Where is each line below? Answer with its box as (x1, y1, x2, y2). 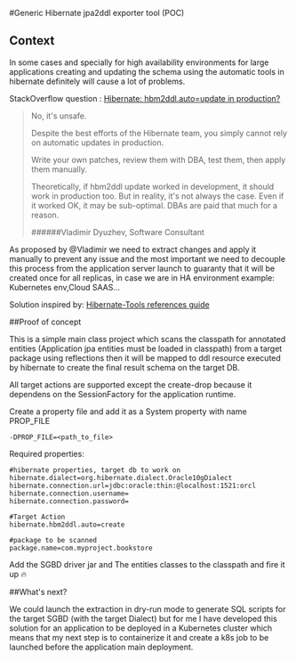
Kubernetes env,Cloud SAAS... (9, 282, 121, 292)
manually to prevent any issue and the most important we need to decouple (9, 253, 286, 264)
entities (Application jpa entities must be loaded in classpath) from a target (9, 343, 283, 354)
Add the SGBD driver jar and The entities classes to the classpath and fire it (9, 559, 286, 569)
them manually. (30, 164, 87, 175)
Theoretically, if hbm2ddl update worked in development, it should (30, 181, 275, 192)
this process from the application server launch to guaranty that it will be (9, 263, 276, 273)
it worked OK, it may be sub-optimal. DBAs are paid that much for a (30, 200, 278, 210)
